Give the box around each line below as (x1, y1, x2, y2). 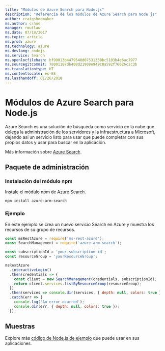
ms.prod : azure (5, 39, 36, 44)
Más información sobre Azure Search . (5, 148, 82, 155)
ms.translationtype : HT (5, 67, 54, 72)
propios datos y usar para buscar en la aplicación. (5, 139, 107, 145)
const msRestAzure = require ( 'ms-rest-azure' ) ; (5, 236, 105, 241)
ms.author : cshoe (5, 21, 41, 26)
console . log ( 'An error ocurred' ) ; (14, 299, 84, 305)
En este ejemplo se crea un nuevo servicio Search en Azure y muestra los (5, 221, 154, 227)
